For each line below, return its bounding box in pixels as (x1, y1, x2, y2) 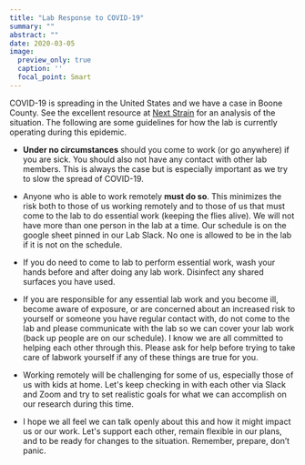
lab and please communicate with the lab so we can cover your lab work (22, 322, 294, 333)
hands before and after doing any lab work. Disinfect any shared (22, 266, 264, 278)
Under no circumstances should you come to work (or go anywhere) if (22, 144, 290, 155)
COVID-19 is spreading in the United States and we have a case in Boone (9, 97, 283, 108)
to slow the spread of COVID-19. (22, 173, 144, 184)
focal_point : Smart (17, 73, 92, 82)
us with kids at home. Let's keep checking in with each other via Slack (22, 379, 287, 389)
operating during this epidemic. (9, 126, 127, 137)
